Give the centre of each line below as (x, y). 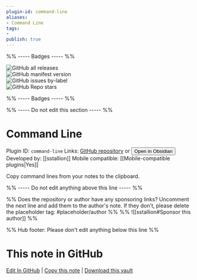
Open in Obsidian (154, 151)
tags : (13, 28)
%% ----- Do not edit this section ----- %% (60, 110)
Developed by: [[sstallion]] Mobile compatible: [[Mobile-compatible (88, 158)
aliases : (17, 17)
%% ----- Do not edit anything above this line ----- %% (74, 188)
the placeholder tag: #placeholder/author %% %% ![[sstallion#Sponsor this (99, 211)
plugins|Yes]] (22, 164)
